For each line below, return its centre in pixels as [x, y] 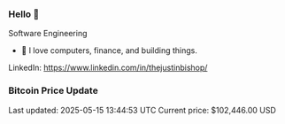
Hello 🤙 [24, 14]
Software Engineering [48, 34]
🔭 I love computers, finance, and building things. [109, 50]
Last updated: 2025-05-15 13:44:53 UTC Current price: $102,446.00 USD [142, 110]
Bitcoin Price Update [53, 90]
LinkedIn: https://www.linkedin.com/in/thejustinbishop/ [108, 68]
